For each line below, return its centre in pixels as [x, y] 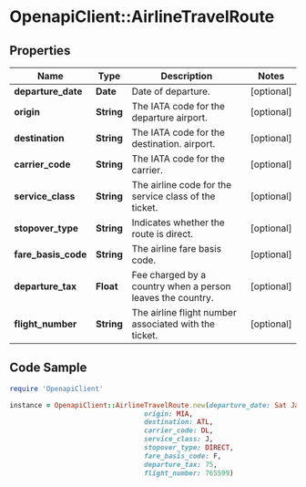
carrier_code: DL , [179, 430]
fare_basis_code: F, [183, 456]
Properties [40, 51]
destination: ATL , [179, 422]
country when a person [181, 286]
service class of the [173, 196]
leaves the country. [173, 298]
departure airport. [169, 118]
